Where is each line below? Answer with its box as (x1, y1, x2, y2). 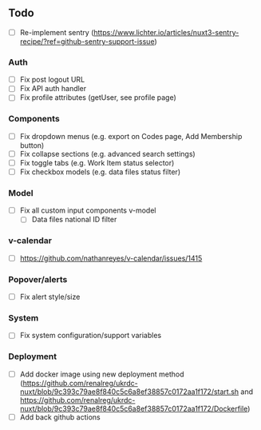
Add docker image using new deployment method (19, 369, 185, 379)
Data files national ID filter (31, 215, 117, 225)
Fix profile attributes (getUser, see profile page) (19, 93, 177, 102)
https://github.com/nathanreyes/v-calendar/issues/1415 (19, 253, 203, 263)
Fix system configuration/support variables (19, 331, 162, 340)
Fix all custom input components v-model (19, 205, 156, 215)
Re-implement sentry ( (19, 27, 94, 37)
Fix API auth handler (19, 84, 87, 94)
